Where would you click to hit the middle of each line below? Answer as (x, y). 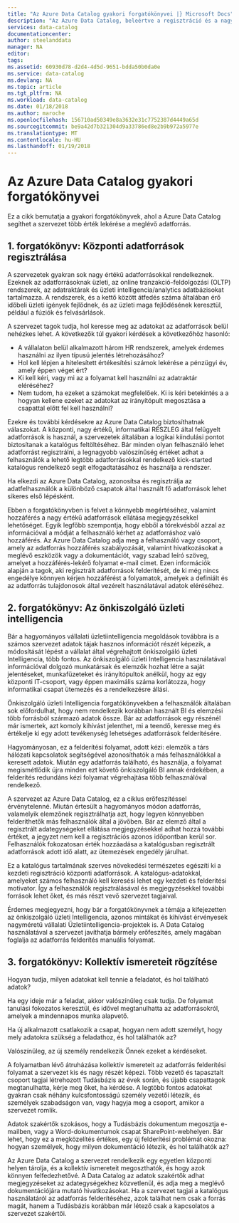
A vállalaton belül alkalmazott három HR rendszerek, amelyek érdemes (121, 347)
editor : (19, 54)
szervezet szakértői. (37, 1213)
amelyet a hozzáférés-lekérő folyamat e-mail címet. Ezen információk (109, 562)
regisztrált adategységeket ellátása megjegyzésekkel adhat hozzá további (116, 829)
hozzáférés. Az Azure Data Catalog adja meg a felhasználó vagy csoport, (115, 540)
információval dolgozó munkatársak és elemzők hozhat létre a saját (106, 666)
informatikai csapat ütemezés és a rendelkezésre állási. (88, 689)
